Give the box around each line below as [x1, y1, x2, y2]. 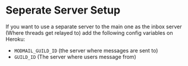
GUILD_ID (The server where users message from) [14, 53, 136, 60]
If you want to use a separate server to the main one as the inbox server [5, 23, 182, 30]
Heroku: [5, 35, 25, 42]
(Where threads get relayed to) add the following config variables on [5, 29, 173, 36]
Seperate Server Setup [5, 4, 121, 17]
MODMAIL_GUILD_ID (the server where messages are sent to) [14, 47, 158, 54]
